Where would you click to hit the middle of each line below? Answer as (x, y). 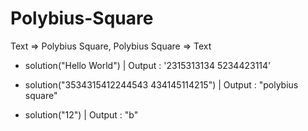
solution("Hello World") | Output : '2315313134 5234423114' (148, 65)
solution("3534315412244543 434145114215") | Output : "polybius (161, 84)
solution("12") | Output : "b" (81, 114)
